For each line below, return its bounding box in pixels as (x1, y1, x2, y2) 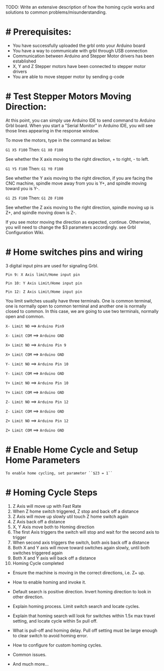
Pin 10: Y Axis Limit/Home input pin (5, 281, 82, 285)
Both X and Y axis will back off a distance (12, 555, 96, 561)
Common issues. (12, 651, 47, 657)
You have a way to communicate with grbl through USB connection (12, 47, 148, 53)
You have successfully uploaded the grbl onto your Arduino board (12, 43, 145, 48)
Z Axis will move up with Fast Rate (12, 503, 82, 509)
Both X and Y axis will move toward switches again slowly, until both (12, 544, 150, 550)
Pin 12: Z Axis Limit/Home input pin (5, 289, 82, 294)
